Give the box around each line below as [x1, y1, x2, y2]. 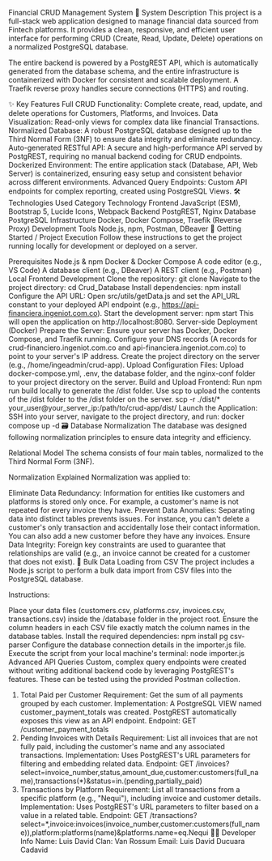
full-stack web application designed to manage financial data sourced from [8, 16, 259, 26]
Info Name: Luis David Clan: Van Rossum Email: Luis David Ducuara [19, 837, 245, 846]
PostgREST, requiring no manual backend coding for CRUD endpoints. [8, 151, 243, 161]
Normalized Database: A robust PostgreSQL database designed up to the [8, 126, 253, 135]
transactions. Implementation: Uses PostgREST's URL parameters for [19, 750, 251, 760]
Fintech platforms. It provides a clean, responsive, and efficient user [8, 25, 236, 34]
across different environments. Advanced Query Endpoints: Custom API [8, 177, 248, 186]
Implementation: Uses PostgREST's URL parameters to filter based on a [19, 802, 259, 812]
